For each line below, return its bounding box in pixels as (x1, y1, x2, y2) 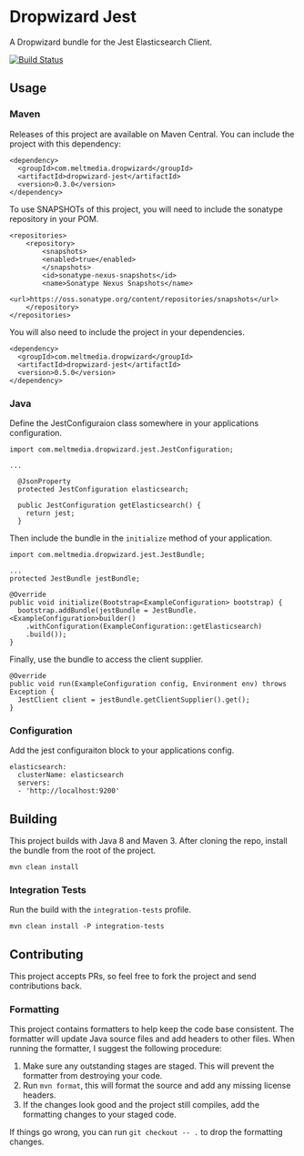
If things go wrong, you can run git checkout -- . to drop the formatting (9, 1127, 284, 1138)
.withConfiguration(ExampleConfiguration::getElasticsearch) (25, 622, 262, 631)
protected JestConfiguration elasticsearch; (17, 484, 189, 493)
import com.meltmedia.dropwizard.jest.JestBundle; (9, 550, 206, 559)
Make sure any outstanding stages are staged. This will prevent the (22, 1060, 275, 1071)
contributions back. (9, 980, 83, 991)
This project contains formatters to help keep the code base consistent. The (9, 1024, 294, 1035)
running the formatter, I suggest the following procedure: (9, 1043, 223, 1054)
